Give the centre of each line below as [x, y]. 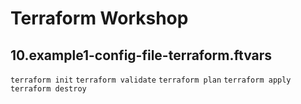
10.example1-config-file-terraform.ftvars [141, 55]
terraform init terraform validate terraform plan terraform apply [151, 80]
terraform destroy [48, 89]
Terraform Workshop [99, 18]
